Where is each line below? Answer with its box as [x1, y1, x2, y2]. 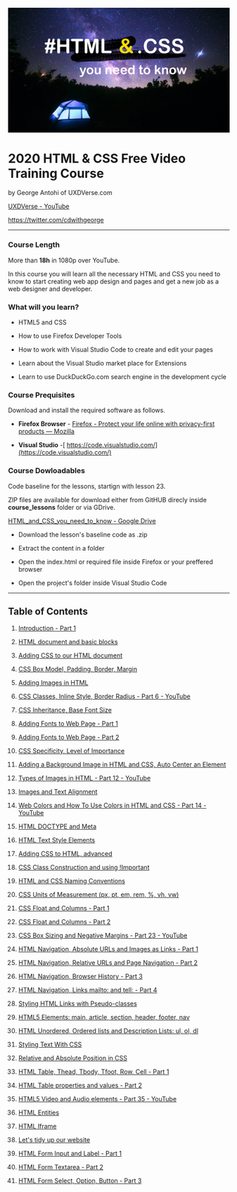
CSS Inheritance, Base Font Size [18, 706, 112, 714]
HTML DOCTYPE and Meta [18, 822, 97, 831]
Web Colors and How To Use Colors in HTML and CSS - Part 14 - [18, 801, 207, 809]
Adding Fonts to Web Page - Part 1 [18, 719, 118, 728]
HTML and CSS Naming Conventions [18, 877, 126, 885]
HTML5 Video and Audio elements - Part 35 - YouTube [18, 1095, 177, 1103]
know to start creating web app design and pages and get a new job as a [8, 277, 219, 286]
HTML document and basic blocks [18, 638, 118, 646]
